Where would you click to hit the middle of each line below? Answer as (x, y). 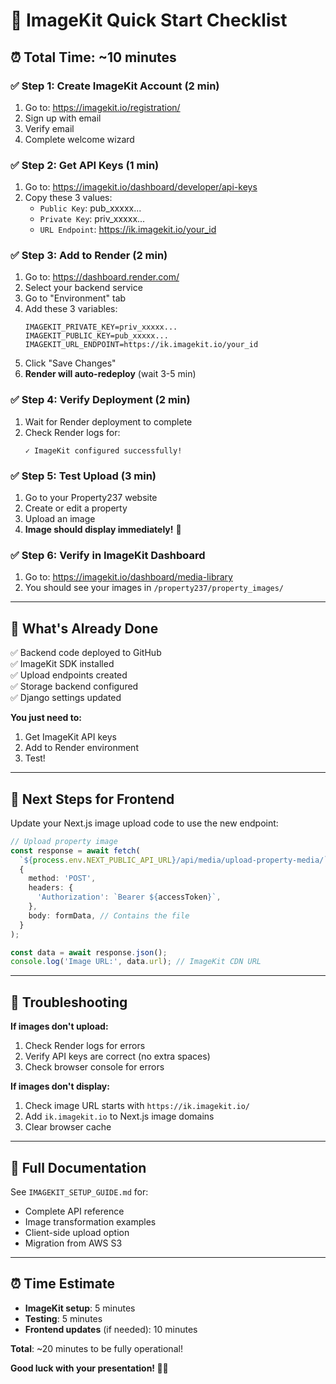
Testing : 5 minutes (63, 1318)
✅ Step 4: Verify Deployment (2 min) (100, 400)
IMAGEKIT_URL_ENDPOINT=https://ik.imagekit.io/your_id (141, 345)
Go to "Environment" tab (75, 298)
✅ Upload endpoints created (69, 675)
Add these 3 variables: (71, 309)
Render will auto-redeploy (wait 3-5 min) (110, 374)
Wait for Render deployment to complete (108, 421)
